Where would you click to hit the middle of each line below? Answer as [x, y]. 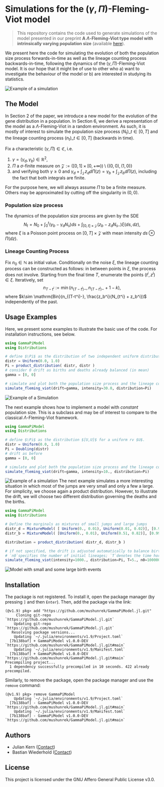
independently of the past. [32, 302]
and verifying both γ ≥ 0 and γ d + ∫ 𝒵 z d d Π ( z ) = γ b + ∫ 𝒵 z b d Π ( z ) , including [84, 172]
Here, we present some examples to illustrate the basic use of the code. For [81, 329]
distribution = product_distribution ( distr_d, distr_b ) [65, 542]
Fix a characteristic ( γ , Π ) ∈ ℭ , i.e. [39, 149]
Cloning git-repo [33, 615]
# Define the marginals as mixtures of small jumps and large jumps [76, 524]
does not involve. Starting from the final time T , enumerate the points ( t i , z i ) [80, 274]
